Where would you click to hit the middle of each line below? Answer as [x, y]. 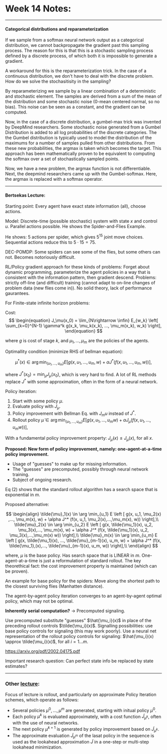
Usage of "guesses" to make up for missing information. [70, 464]
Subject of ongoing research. [42, 480]
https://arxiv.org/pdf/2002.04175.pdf [43, 651]
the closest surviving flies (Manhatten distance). [54, 586]
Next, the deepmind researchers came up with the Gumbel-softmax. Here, [81, 174]
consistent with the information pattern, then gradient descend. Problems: [81, 277]
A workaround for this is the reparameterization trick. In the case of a [76, 71]
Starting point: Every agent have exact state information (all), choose [76, 206]
